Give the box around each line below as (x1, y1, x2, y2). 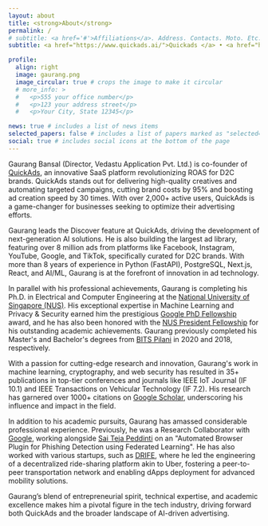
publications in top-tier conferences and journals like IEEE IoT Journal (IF (8, 375, 247, 385)
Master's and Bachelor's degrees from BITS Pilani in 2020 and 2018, (8, 334, 233, 344)
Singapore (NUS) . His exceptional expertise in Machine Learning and (8, 301, 235, 310)
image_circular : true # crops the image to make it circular (15, 78, 223, 86)
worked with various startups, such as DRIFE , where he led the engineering (8, 450, 256, 460)
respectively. (8, 343, 50, 353)
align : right (15, 63, 59, 72)
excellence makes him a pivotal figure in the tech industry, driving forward (8, 500, 252, 509)
